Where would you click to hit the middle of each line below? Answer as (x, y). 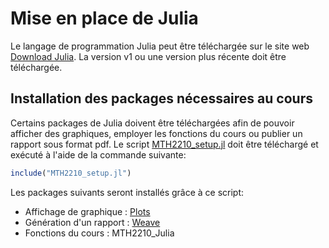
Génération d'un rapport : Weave (92, 222)
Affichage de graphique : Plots (87, 211)
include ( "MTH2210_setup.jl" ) (71, 173)
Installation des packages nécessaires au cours (161, 98)
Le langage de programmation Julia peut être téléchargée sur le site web (160, 46)
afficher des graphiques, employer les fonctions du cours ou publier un (156, 133)
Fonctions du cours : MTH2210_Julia (99, 233)
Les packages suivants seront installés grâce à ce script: (127, 192)
